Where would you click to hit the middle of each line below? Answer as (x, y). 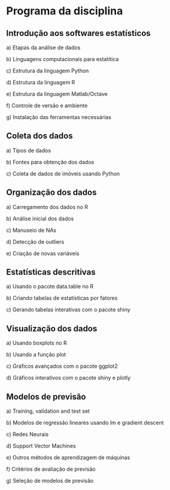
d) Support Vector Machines (41, 446)
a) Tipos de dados (29, 150)
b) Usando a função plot (36, 355)
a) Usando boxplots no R (37, 343)
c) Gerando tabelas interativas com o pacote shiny (68, 310)
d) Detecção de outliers (35, 241)
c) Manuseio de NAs (31, 230)
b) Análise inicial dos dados (40, 218)
